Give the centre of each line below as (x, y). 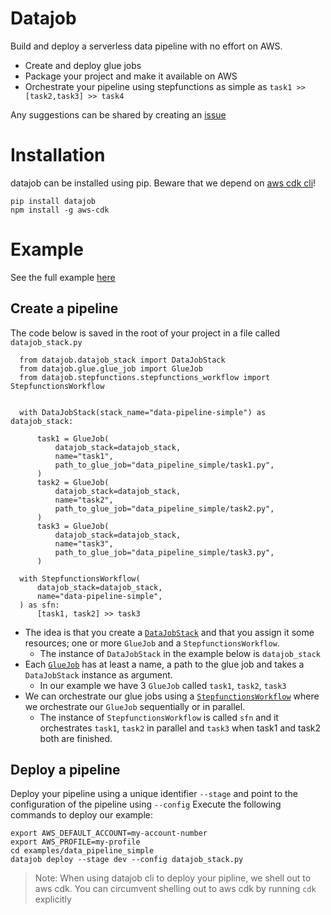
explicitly (53, 899)
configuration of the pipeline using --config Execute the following (146, 804)
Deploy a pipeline (65, 770)
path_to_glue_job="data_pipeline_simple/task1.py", (164, 465)
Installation (58, 155)
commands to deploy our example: (82, 815)
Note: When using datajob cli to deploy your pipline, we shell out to (173, 878)
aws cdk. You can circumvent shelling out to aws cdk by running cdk (175, 889)
